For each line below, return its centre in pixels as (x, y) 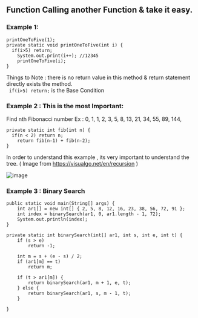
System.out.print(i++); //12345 (58, 56)
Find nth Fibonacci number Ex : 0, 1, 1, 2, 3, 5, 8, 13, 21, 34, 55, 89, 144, (94, 119)
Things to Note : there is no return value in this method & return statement (98, 77)
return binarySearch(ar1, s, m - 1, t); (80, 294)
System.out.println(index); (52, 219)
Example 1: (22, 27)
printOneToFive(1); (31, 40)
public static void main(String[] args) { (61, 204)
